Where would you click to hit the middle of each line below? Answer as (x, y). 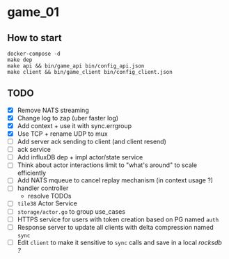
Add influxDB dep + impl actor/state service (80, 157)
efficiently (32, 173)
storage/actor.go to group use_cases (71, 211)
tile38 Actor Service (47, 203)
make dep (20, 60)
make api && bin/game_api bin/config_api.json (76, 66)
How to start (34, 38)
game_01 (33, 12)
